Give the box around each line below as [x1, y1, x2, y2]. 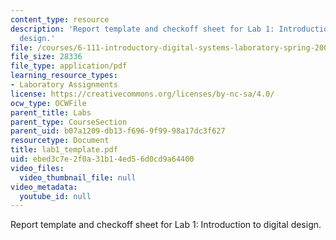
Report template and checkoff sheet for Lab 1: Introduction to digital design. [10, 219, 322, 231]
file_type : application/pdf [10, 61, 128, 71]
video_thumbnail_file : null [19, 172, 137, 183]
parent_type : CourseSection [10, 117, 128, 127]
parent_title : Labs [10, 107, 92, 118]
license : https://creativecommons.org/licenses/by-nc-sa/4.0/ [10, 89, 275, 99]
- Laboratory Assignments [10, 80, 118, 90]
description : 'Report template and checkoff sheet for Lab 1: [10, 24, 275, 34]
